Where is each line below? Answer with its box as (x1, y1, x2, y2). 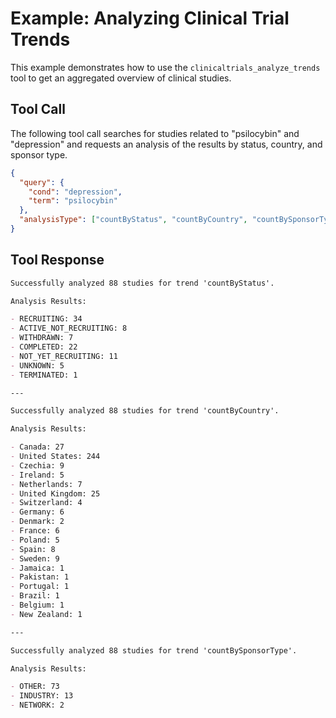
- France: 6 (10, 526, 60, 536)
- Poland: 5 (10, 535, 60, 545)
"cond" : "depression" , (28, 187, 123, 197)
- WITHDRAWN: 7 (10, 333, 74, 343)
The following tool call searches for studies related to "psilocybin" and (10, 127, 300, 139)
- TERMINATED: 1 (10, 370, 78, 380)
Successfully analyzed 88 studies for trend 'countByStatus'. (10, 278, 275, 288)
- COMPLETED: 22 (10, 342, 78, 352)
